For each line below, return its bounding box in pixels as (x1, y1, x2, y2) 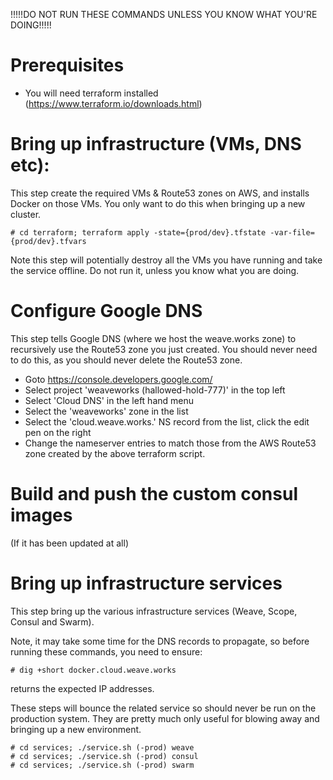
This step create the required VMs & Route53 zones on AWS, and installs (10, 187, 310, 199)
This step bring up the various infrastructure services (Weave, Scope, (10, 605, 298, 617)
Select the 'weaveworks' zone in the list (24, 405, 189, 417)
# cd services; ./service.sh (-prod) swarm (10, 760, 195, 770)
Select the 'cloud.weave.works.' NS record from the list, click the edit (24, 415, 310, 428)
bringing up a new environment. (10, 723, 142, 735)
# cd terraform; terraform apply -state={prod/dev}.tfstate (10, 227, 267, 238)
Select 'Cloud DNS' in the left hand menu (24, 394, 195, 406)
